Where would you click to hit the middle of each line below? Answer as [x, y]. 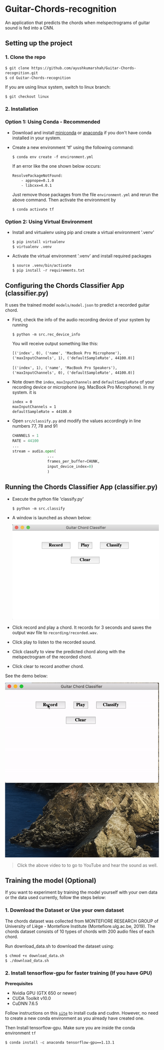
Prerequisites [19, 983]
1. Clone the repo [25, 57]
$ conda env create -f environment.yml [53, 157]
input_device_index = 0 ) [70, 467]
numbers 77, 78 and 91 [35, 426]
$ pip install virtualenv [38, 242]
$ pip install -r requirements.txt [48, 271]
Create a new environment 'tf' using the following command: [73, 147]
